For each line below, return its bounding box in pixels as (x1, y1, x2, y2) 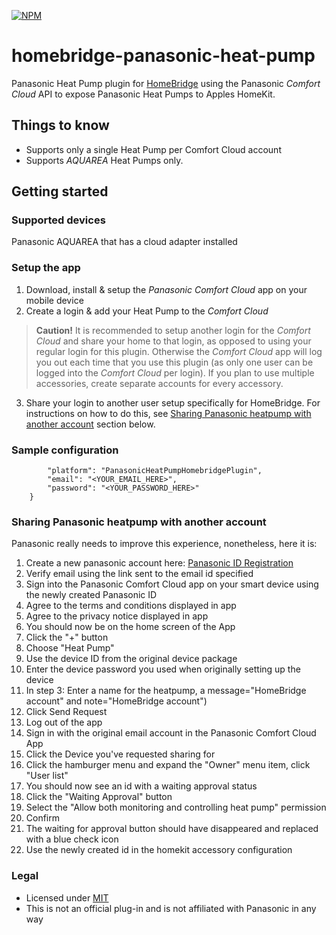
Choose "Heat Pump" (25, 642, 115, 654)
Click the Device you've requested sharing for (25, 748, 216, 760)
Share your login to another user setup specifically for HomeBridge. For (25, 396, 321, 409)
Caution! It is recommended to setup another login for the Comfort (35, 324, 311, 336)
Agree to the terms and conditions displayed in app (25, 600, 237, 612)
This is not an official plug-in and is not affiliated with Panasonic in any (25, 902, 317, 914)
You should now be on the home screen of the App (25, 621, 236, 633)
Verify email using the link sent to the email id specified (25, 568, 254, 580)
